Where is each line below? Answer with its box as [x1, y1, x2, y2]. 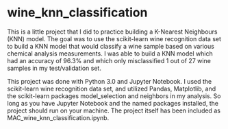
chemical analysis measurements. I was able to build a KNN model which [7, 49, 214, 58]
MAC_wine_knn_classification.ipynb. [7, 113, 110, 121]
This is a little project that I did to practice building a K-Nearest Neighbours [7, 27, 218, 36]
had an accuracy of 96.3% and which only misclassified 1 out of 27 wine [7, 56, 211, 64]
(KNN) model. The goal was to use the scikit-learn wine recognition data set [7, 34, 221, 43]
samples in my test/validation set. [7, 64, 101, 72]
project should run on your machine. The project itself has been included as [7, 106, 221, 115]
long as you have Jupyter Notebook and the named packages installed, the [7, 99, 219, 107]
